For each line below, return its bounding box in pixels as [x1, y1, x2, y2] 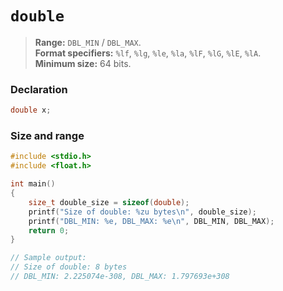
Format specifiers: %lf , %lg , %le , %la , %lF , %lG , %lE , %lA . [34, 47, 262, 59]
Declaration [10, 82, 68, 96]
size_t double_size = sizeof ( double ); [28, 197, 190, 207]
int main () [10, 179, 56, 189]
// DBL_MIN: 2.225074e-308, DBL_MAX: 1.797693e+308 [10, 272, 230, 282]
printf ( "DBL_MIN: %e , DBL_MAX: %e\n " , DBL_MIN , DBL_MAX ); [28, 216, 275, 226]
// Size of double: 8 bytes [10, 262, 128, 272]
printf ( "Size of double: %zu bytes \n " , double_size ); [28, 207, 257, 217]
